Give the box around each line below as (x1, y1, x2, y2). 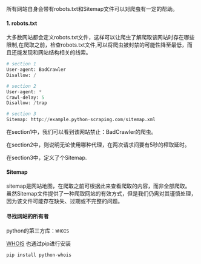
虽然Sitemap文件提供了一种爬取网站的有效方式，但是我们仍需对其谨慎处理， (6, 190, 197, 197)
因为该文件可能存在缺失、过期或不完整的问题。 (6, 197, 123, 205)
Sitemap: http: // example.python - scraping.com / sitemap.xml (6, 117, 156, 123)
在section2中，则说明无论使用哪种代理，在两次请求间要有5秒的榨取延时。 (6, 141, 191, 148)
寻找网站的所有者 (6, 213, 49, 220)
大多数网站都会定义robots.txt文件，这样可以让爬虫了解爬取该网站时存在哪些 (6, 34, 195, 41)
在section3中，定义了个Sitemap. (6, 154, 87, 162)
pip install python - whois (6, 252, 71, 259)
